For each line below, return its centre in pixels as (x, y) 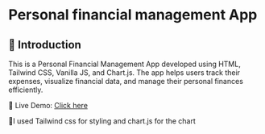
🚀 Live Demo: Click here (48, 105)
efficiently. (26, 90)
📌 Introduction (45, 45)
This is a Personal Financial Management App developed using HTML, (125, 64)
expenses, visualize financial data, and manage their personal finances (126, 81)
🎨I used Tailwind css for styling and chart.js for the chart (102, 121)
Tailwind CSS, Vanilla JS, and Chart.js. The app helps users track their (124, 73)
